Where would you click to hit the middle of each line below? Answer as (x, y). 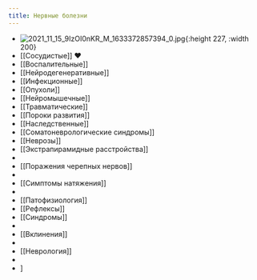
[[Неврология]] (46, 251)
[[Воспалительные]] (54, 64)
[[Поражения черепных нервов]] (76, 166)
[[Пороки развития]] (55, 115)
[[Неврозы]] (40, 140)
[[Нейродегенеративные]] (64, 72)
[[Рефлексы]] (42, 208)
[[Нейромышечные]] (55, 98)
